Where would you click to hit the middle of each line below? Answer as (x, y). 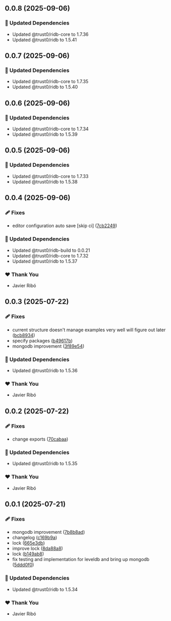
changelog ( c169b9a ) (35, 537)
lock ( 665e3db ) (28, 543)
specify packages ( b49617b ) (42, 340)
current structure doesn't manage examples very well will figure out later (89, 330)
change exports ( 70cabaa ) (40, 439)
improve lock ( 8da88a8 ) (38, 549)
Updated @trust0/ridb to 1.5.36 (45, 371)
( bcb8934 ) (24, 335)
